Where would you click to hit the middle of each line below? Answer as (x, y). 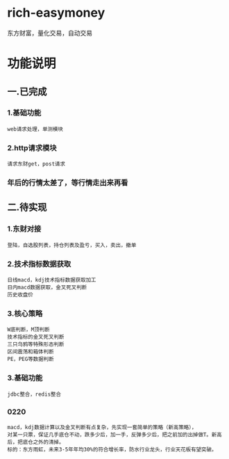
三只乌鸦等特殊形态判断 (36, 345)
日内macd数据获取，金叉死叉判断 (47, 288)
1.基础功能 (24, 113)
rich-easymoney (56, 13)
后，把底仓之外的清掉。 (36, 442)
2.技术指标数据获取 (39, 264)
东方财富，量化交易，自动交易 (50, 33)
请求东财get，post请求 (36, 164)
